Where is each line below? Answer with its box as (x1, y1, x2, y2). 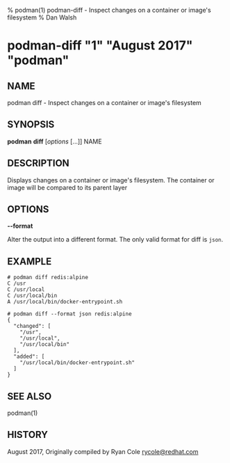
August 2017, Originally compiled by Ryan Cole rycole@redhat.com (7, 447, 199, 455)
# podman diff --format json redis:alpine (7, 311, 132, 317)
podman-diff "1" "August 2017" (7, 38, 193, 54)
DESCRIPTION (7, 157, 69, 169)
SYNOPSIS (7, 118, 55, 131)
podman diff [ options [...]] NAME (7, 137, 102, 146)
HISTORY (7, 429, 49, 441)
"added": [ (13, 353, 45, 361)
